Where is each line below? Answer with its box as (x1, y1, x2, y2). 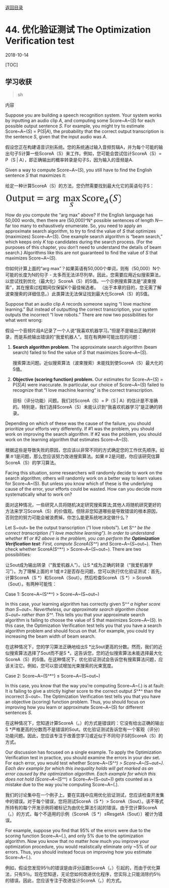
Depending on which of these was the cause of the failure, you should (5, 420, 151, 426)
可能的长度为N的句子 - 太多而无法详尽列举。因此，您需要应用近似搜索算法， (5, 272, 163, 278)
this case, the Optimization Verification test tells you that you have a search (5, 622, 162, 628)
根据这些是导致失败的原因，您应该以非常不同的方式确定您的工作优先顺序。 (5, 447, 160, 453)
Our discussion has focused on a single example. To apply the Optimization (5, 749, 162, 755)
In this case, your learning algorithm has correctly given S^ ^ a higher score (5, 601, 160, 607)
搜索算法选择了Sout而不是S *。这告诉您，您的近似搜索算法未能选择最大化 (9, 650, 163, 656)
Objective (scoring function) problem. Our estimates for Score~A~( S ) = (12, 376, 163, 382)
